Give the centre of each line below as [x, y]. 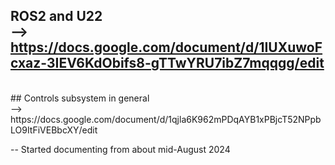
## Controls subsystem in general [80, 98]
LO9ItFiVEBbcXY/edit [54, 130]
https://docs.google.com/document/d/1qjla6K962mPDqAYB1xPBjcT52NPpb [166, 119]
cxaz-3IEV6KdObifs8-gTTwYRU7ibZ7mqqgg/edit [167, 63]
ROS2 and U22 [56, 16]
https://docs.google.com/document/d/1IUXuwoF [166, 47]
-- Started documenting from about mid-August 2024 [120, 149]
